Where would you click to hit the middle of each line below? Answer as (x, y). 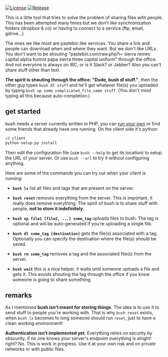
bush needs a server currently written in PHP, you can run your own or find (83, 124)
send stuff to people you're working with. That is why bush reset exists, (79, 313)
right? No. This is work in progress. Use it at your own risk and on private (81, 344)
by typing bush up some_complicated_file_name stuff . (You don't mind (78, 90)
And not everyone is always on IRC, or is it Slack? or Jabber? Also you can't (83, 65)
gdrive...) (15, 33)
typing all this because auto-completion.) (48, 96)
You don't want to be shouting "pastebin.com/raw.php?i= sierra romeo (78, 54)
